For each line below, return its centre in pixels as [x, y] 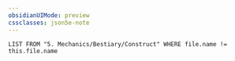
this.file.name [33, 51]
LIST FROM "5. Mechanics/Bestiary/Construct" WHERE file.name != [117, 44]
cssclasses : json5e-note [49, 23]
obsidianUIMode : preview [49, 15]
